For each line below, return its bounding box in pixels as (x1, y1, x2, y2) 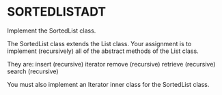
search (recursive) (7, 67, 59, 75)
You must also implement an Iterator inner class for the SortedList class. (7, 80, 210, 88)
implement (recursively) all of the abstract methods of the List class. (7, 47, 199, 55)
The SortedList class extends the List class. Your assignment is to (7, 39, 192, 47)
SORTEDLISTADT (7, 4, 107, 20)
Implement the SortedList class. (7, 26, 96, 35)
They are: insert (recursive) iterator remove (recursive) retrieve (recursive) (7, 60, 216, 68)
